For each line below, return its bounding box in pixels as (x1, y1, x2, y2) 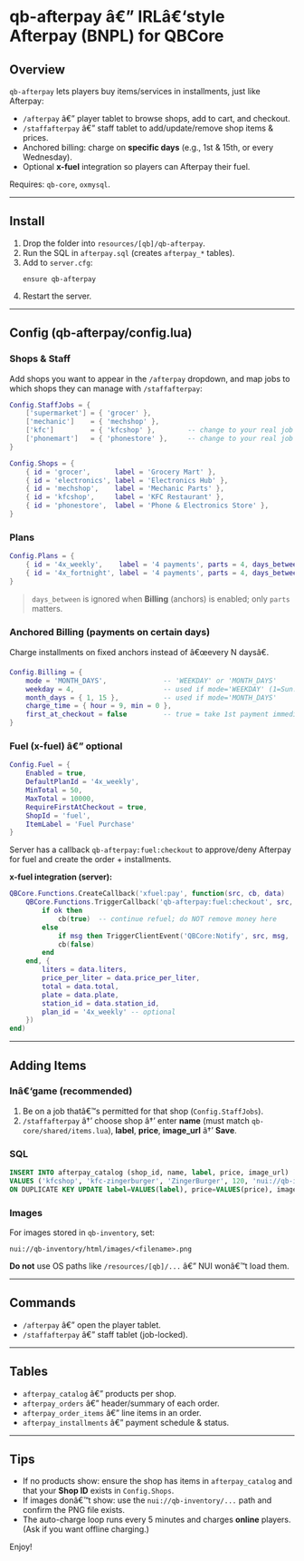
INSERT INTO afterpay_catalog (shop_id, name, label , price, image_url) (9, 1168, 290, 1177)
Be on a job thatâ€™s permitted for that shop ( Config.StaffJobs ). (22, 1105, 264, 1116)
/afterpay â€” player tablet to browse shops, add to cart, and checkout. (22, 113, 291, 123)
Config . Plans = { (9, 552, 75, 561)
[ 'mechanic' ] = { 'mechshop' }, (25, 417, 160, 427)
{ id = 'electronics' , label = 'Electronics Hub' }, (25, 476, 229, 485)
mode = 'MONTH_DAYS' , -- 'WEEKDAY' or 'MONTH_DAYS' (25, 676, 278, 685)
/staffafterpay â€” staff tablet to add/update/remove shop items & (22, 123, 274, 133)
